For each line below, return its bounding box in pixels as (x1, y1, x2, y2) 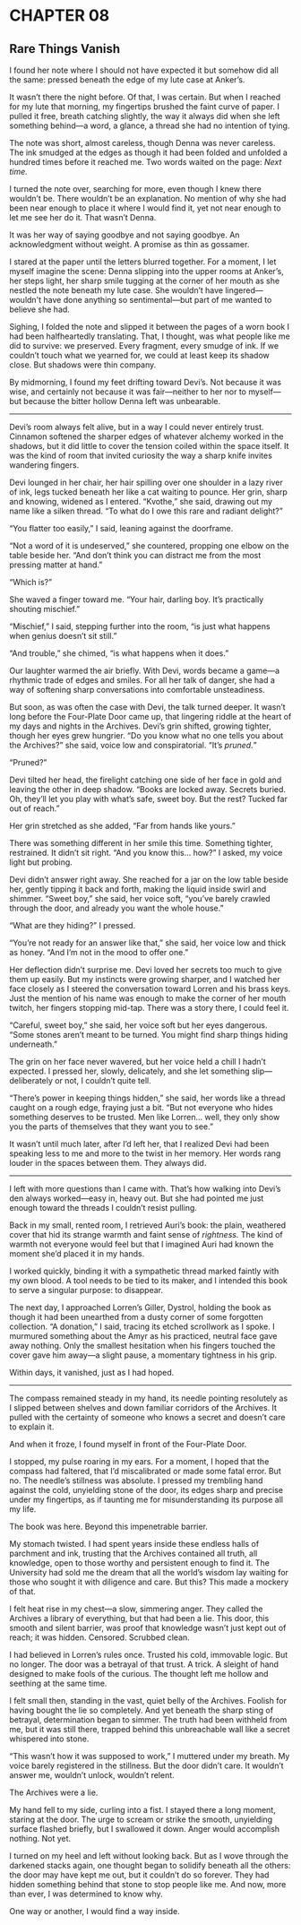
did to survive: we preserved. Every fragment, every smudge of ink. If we (9, 341, 279, 350)
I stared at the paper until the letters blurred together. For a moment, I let (9, 256, 277, 267)
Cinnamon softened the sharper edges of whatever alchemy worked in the (9, 431, 284, 442)
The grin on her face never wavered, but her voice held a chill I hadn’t (9, 1057, 266, 1066)
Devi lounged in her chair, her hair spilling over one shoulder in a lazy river (9, 477, 284, 488)
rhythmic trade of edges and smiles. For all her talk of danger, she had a (9, 675, 276, 686)
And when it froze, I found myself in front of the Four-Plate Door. (9, 1439, 247, 1449)
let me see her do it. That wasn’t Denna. (9, 212, 157, 222)
